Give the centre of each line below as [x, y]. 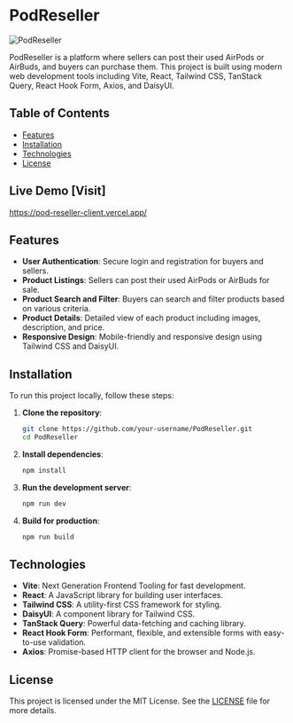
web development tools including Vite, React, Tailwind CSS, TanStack [136, 75]
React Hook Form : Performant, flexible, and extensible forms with [142, 633]
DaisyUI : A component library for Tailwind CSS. [108, 614]
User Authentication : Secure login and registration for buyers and [143, 262]
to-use [34, 642]
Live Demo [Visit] [58, 191]
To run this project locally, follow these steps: [92, 396]
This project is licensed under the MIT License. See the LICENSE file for [140, 701]
